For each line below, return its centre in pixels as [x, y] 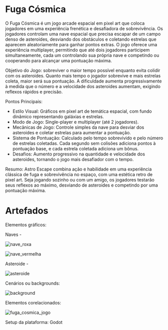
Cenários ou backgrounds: [33, 283]
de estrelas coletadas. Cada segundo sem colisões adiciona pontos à [84, 143]
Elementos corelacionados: [33, 302]
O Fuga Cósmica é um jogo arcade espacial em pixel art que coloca [75, 23]
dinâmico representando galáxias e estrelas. [58, 116]
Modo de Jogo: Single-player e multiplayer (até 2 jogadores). [75, 122]
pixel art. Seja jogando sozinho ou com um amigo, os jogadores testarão [80, 180]
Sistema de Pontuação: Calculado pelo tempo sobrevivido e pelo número [88, 138]
